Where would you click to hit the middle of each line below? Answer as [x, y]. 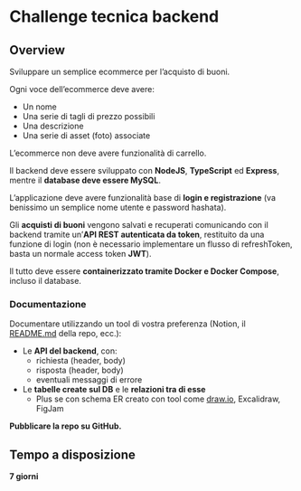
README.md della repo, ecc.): [66, 334]
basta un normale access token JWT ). [80, 254]
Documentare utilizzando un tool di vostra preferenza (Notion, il [127, 324]
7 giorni [24, 477]
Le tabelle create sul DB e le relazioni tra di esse [114, 390]
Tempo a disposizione [72, 454]
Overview [38, 50]
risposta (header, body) [80, 370]
